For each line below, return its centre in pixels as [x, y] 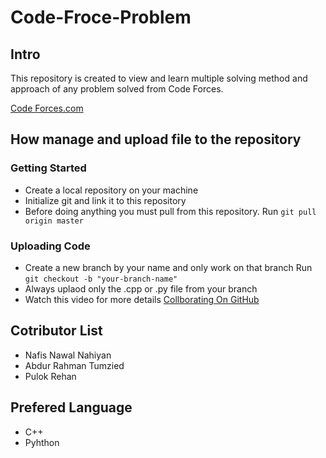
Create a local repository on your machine [111, 190]
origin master [54, 221]
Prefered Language [71, 407]
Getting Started [48, 168]
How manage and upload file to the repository [156, 139]
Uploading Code [50, 246]
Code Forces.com [47, 108]
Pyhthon [42, 442]
